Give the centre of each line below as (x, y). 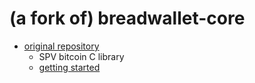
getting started (69, 67)
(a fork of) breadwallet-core (127, 18)
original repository (61, 46)
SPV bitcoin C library (81, 56)
